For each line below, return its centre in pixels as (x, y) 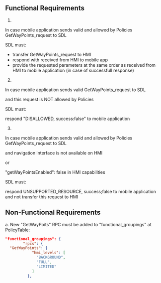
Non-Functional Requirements (53, 212)
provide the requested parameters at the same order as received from (84, 65)
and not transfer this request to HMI (42, 197)
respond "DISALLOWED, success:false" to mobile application (68, 119)
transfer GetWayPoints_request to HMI (52, 54)
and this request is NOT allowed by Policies (49, 99)
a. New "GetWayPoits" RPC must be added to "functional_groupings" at (78, 224)
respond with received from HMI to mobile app (60, 60)
